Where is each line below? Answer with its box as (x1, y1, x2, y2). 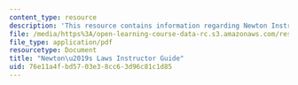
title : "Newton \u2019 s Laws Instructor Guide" (9, 54, 184, 63)
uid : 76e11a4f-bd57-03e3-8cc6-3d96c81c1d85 (9, 63, 173, 72)
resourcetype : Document (9, 46, 98, 55)
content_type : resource (9, 12, 98, 22)
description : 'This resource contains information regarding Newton (9, 21, 268, 30)
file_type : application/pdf (9, 37, 114, 47)
